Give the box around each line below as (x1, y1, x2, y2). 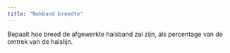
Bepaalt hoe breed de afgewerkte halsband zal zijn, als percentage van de (7, 30, 224, 38)
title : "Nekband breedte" (7, 10, 83, 18)
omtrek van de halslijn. (7, 37, 73, 46)
